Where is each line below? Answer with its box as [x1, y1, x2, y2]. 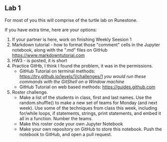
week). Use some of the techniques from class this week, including [19, 105, 158, 111]
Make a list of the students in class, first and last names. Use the [19, 94, 152, 100]
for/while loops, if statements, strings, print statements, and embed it [19, 110, 162, 116]
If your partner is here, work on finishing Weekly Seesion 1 [11, 36, 132, 42]
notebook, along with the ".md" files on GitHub [11, 47, 108, 53]
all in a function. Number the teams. [19, 115, 93, 121]
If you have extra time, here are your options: [4, 27, 97, 33]
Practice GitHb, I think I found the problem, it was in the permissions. [11, 63, 153, 69]
